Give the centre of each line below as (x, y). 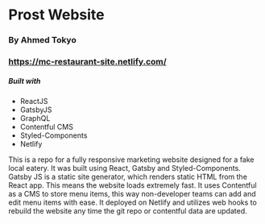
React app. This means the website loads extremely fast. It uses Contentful (132, 185)
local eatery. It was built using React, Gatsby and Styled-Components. (125, 168)
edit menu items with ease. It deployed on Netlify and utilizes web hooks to (133, 202)
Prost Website (56, 15)
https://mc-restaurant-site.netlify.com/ (87, 62)
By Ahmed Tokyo (42, 40)
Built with (25, 81)
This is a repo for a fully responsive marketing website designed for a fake (131, 160)
